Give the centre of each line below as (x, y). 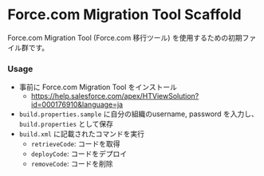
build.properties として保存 (66, 124)
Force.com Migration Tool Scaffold (124, 15)
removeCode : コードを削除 (72, 164)
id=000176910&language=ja (77, 104)
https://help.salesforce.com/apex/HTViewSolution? (115, 96)
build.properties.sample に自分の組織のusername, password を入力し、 (138, 114)
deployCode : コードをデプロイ (79, 154)
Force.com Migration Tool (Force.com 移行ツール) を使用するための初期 (125, 37)
